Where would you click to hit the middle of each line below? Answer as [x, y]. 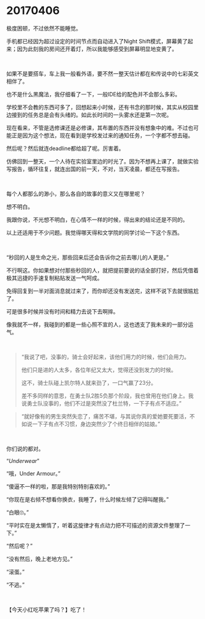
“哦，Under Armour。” [34, 473]
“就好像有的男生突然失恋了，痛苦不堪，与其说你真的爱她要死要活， [105, 416]
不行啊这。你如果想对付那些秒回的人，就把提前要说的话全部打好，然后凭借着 [103, 270]
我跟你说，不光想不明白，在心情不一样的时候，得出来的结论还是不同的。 [97, 220]
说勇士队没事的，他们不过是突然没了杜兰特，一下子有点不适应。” [101, 403]
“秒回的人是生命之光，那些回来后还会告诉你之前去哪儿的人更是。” [88, 257]
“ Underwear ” [23, 460]
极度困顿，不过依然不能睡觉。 [44, 28]
